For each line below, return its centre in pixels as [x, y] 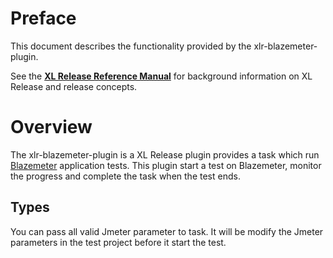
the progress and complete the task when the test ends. [125, 176]
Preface [43, 18]
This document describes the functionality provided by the [131, 46]
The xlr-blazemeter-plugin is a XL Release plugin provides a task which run [165, 154]
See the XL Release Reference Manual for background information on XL [161, 76]
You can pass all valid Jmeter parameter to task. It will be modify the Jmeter [167, 231]
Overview [51, 127]
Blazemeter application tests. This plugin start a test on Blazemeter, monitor [166, 165]
